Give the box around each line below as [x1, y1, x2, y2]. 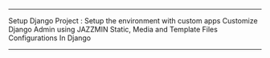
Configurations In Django [8, 33, 92, 43]
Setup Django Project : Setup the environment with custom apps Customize [8, 16, 259, 25]
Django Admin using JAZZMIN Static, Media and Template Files [8, 25, 219, 34]
